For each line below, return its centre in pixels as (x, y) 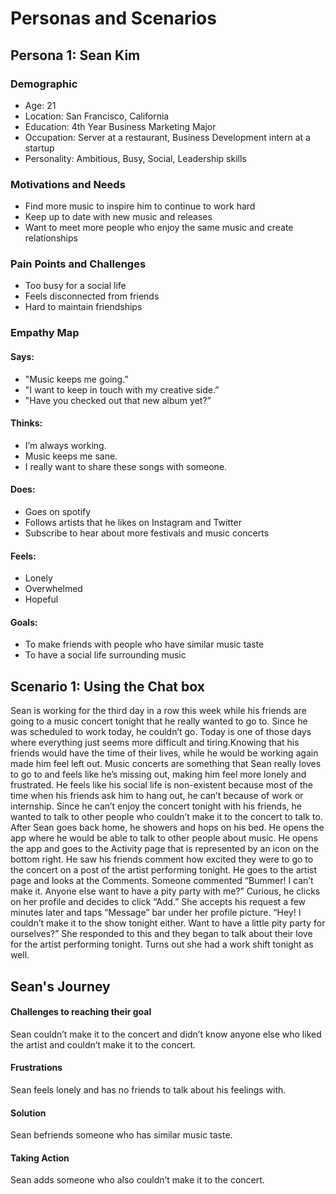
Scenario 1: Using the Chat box (107, 686)
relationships (51, 238)
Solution (28, 1113)
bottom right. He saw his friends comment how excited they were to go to (162, 859)
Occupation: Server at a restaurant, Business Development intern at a (167, 137)
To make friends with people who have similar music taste (144, 644)
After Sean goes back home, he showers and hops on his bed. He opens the (167, 828)
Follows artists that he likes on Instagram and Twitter (133, 522)
